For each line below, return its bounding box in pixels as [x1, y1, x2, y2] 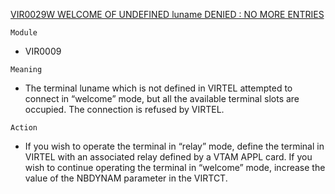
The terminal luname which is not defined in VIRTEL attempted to [24, 82, 293, 94]
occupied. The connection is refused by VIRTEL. [24, 104, 225, 115]
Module [10, 28, 38, 38]
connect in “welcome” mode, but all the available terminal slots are [24, 93, 300, 104]
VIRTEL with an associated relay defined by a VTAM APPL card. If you [24, 151, 313, 163]
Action [10, 123, 38, 133]
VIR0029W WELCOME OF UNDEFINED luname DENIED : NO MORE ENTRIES [10, 9, 325, 20]
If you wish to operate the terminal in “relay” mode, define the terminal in [24, 140, 325, 152]
